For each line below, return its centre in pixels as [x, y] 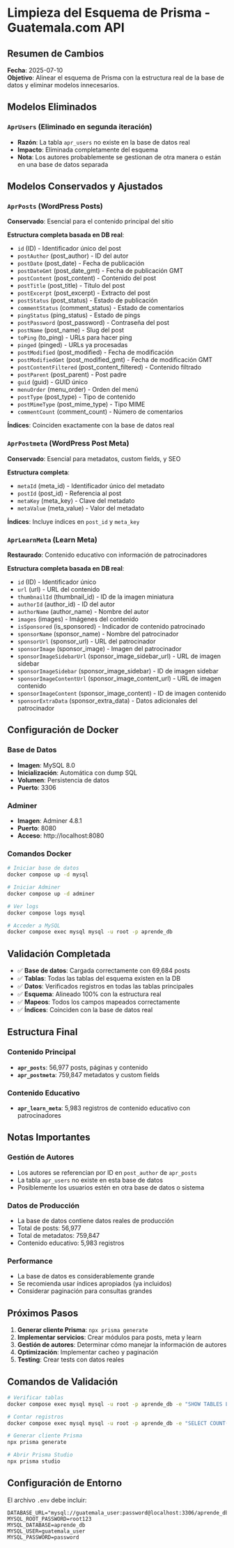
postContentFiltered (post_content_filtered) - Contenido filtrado [109, 367]
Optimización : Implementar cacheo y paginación [88, 1352]
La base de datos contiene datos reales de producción [95, 1221]
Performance [30, 1261]
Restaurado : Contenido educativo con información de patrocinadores [107, 555]
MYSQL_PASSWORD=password [43, 1537]
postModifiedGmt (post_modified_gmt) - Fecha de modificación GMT [115, 360]
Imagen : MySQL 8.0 [46, 765]
